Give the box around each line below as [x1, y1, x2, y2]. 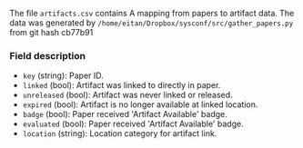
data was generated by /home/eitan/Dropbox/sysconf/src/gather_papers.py [9, 17, 294, 28]
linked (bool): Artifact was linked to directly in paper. [22, 80, 221, 91]
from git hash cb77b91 [9, 27, 94, 37]
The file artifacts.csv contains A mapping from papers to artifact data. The [9, 8, 295, 18]
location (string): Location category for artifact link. [22, 128, 217, 139]
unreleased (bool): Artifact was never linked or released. [22, 90, 234, 101]
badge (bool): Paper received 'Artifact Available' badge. [22, 109, 227, 120]
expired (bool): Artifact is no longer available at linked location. [22, 99, 258, 110]
